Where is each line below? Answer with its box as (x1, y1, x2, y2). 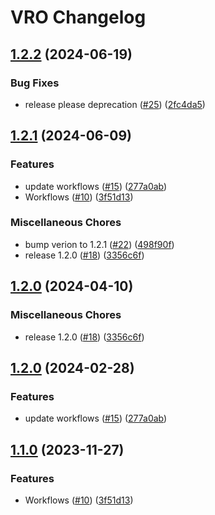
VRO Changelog (10, 6, 147, 29)
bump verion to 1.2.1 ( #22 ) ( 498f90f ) (24, 238, 175, 250)
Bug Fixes (10, 76, 60, 90)
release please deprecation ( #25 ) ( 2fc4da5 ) (24, 98, 206, 110)
